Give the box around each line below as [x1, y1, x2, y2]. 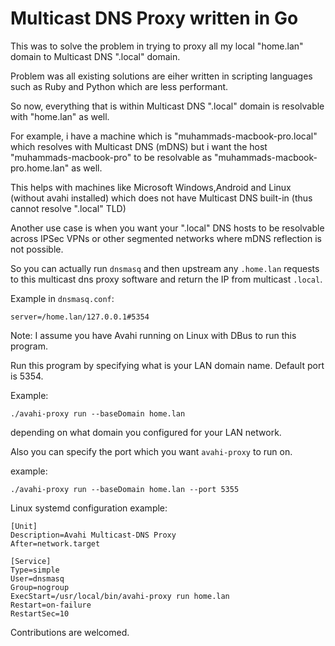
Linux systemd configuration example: [10, 502, 168, 514]
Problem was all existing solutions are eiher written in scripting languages [10, 70, 313, 82]
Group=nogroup [10, 582, 70, 592]
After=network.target [10, 538, 101, 549]
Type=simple [10, 565, 60, 575]
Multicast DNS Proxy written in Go [10, 7, 299, 30]
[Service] [10, 556, 52, 566]
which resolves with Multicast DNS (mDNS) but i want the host [10, 140, 268, 152]
